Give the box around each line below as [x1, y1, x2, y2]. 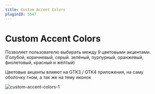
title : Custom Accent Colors [5, 7, 66, 12]
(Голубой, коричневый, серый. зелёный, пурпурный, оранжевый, [5, 55, 144, 61]
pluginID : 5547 [5, 12, 37, 17]
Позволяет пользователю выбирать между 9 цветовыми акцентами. [5, 49, 151, 55]
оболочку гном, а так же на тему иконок [5, 74, 91, 80]
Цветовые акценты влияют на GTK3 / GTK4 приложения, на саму [5, 69, 144, 75]
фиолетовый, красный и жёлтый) [5, 60, 76, 65]
